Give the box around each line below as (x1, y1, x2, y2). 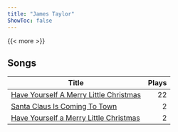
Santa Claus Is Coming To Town (11, 101, 117, 111)
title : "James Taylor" (7, 10, 75, 18)
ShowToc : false (7, 17, 53, 24)
